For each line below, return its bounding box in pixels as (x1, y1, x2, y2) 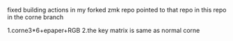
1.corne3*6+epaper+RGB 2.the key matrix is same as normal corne (7, 27, 200, 34)
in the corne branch (7, 13, 64, 21)
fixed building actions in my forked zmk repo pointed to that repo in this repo (7, 6, 227, 14)
